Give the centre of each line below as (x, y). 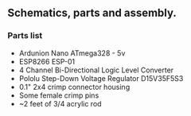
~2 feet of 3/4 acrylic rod (60, 103)
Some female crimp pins (59, 95)
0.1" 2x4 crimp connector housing (74, 87)
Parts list (25, 36)
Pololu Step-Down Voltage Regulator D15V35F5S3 (101, 78)
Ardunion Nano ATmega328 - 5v (72, 53)
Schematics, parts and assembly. (92, 13)
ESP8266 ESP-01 (47, 61)
